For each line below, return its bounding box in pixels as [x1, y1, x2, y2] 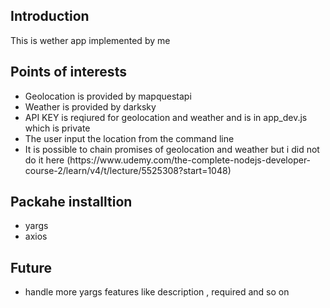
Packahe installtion [10, 194, 133, 211]
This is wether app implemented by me [10, 34, 171, 46]
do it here [24, 154, 65, 166]
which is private [24, 122, 91, 134]
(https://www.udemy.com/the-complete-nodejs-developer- [66, 154, 312, 166]
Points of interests [10, 64, 127, 81]
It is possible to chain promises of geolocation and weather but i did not [24, 143, 320, 155]
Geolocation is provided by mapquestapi [24, 90, 192, 102]
